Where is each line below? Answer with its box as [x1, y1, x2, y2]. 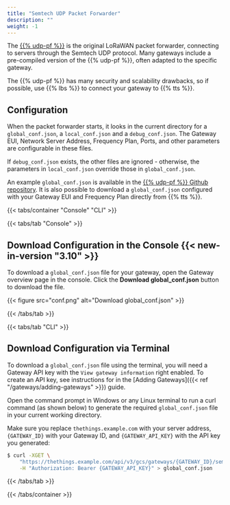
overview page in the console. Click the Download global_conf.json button [7, 276, 219, 284]
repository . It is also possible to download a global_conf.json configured [7, 186, 213, 194]
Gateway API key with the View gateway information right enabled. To [7, 368, 204, 377]
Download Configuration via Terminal [7, 343, 170, 355]
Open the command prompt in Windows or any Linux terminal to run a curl [7, 396, 216, 404]
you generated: [7, 438, 50, 447]
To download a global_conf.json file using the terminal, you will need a [7, 361, 208, 369]
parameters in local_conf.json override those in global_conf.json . [7, 165, 196, 173]
